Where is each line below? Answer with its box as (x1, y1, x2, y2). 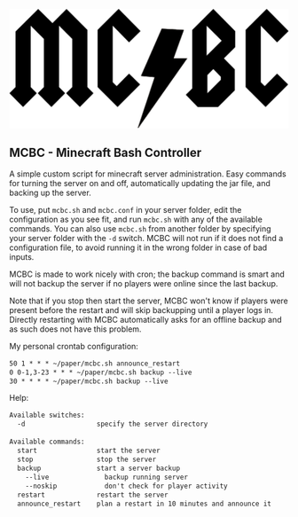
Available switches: (9, 411, 86, 420)
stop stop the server (17, 455, 157, 465)
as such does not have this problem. (9, 324, 142, 334)
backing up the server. (9, 187, 91, 199)
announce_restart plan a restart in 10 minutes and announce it (17, 499, 272, 509)
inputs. (9, 252, 35, 262)
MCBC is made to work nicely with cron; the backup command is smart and (9, 269, 286, 279)
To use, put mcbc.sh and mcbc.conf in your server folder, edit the (9, 205, 242, 215)
